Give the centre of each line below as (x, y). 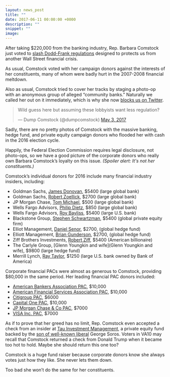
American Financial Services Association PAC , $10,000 (70, 292)
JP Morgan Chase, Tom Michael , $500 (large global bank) (73, 202)
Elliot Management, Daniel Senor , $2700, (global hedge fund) (77, 229)
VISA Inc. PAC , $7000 (35, 313)
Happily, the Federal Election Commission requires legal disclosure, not (79, 150)
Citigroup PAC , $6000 (36, 297)
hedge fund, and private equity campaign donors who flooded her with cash (85, 135)
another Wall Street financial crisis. (42, 59)
